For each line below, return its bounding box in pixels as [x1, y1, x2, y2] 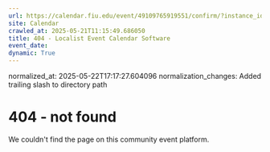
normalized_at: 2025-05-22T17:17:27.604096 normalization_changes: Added [8, 72, 262, 80]
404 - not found [8, 108, 117, 126]
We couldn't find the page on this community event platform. [8, 134, 210, 144]
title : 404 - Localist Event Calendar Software [8, 34, 171, 43]
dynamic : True [8, 49, 56, 57]
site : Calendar [8, 19, 59, 27]
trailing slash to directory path [8, 80, 108, 89]
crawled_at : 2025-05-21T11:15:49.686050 [8, 27, 146, 35]
